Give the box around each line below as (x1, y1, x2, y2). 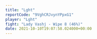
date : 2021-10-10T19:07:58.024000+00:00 (5, 26, 92, 31)
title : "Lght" (5, 7, 36, 13)
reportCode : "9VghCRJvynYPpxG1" (5, 12, 74, 17)
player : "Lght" (5, 17, 38, 22)
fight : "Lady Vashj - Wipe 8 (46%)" (5, 21, 83, 27)
